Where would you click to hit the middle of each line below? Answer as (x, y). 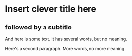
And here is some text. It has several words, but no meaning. (66, 39)
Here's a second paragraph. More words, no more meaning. (65, 48)
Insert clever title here (51, 9)
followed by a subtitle (39, 27)
